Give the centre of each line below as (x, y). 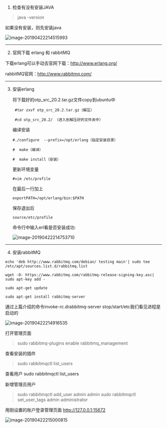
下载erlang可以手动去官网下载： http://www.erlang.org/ (61, 63)
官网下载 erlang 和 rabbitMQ (41, 52)
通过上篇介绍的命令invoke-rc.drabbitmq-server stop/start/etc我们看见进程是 (83, 307)
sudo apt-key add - (25, 279)
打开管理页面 (18, 333)
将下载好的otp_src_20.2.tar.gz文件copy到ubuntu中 (64, 100)
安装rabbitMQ (26, 252)
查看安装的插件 (20, 353)
